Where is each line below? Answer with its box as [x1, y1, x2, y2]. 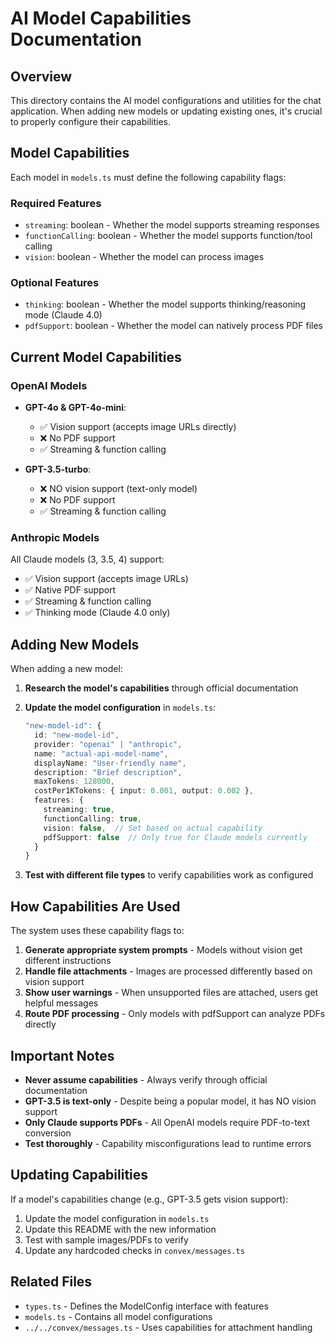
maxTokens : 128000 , [34, 777, 116, 787]
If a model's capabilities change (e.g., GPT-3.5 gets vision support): [10, 1193, 289, 1205]
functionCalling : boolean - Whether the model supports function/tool [24, 230, 313, 242]
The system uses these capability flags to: [10, 925, 185, 937]
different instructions [24, 955, 112, 967]
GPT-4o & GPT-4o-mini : [24, 402, 127, 414]
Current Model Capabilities [10, 348, 182, 366]
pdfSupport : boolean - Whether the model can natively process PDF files [24, 320, 323, 332]
